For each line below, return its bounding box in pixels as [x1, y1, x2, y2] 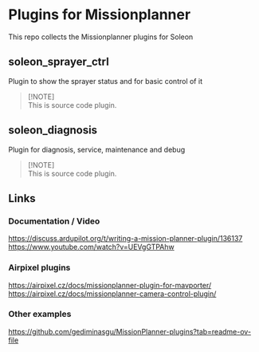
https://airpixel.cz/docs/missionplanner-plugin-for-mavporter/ [8, 280, 212, 290]
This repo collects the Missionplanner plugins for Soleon [8, 32, 194, 42]
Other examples [8, 309, 72, 320]
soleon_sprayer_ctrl [8, 55, 109, 69]
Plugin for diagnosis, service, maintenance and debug [8, 144, 186, 154]
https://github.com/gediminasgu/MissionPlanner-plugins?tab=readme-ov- [8, 326, 252, 336]
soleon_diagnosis [8, 124, 98, 137]
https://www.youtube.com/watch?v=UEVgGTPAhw [8, 242, 175, 252]
